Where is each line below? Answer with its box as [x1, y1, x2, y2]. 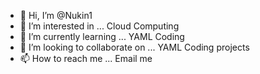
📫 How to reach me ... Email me [19, 53, 153, 64]
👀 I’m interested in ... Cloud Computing [19, 20, 180, 32]
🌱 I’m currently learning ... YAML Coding [19, 31, 185, 42]
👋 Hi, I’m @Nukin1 [19, 10, 93, 21]
